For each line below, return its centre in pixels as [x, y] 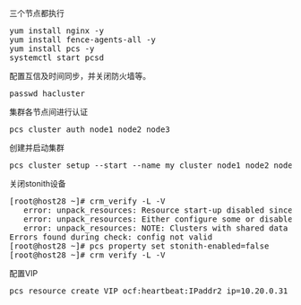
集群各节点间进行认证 [48, 112]
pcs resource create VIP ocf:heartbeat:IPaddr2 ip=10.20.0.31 [149, 291]
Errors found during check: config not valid [111, 237]
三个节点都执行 [37, 13]
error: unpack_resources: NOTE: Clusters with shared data [156, 228]
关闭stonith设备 [38, 183]
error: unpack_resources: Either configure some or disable [158, 219]
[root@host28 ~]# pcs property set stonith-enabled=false [139, 246]
